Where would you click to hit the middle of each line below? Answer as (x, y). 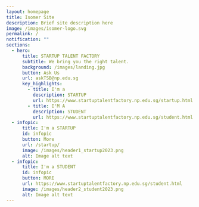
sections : (18, 45)
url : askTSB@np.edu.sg (50, 78)
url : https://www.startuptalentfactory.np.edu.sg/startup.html (113, 100)
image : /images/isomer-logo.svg (46, 28)
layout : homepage (28, 12)
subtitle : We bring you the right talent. (75, 61)
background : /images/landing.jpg (63, 67)
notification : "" (28, 39)
